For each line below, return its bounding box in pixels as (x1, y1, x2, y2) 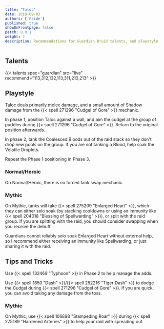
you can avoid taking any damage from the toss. (5, 290, 102, 296)
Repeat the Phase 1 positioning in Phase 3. (5, 156, 90, 162)
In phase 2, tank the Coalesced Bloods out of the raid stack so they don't (5, 136, 152, 142)
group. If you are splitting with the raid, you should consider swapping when (5, 218, 158, 224)
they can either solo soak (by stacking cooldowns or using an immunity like (5, 208, 156, 213)
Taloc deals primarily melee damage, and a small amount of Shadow (5, 102, 143, 108)
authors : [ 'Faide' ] (5, 16, 45, 21)
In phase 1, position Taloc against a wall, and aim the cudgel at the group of (5, 116, 157, 122)
